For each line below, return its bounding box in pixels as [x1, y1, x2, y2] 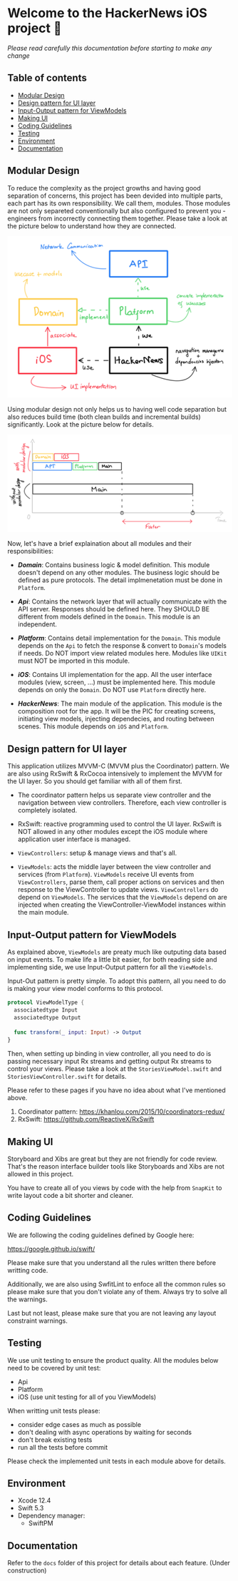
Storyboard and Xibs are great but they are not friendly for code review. [7, 1154, 217, 1163]
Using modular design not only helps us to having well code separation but [7, 405, 227, 414]
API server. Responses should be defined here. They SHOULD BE [17, 605, 210, 614]
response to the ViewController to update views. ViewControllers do [17, 885, 219, 894]
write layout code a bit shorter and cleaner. [7, 1191, 134, 1199]
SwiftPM [28, 1519, 53, 1527]
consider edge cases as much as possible [17, 1420, 141, 1428]
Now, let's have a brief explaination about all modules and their [7, 539, 192, 548]
